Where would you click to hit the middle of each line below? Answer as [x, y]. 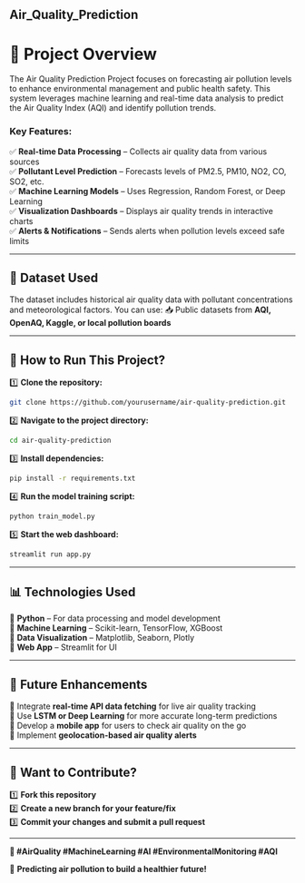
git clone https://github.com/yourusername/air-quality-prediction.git [148, 403]
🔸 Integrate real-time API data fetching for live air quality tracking [133, 706]
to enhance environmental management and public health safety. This [140, 89]
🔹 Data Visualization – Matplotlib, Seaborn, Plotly [102, 638]
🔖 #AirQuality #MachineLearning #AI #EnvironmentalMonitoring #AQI [144, 851]
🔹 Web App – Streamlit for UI [64, 647]
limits [20, 240]
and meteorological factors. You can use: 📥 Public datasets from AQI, [140, 310]
